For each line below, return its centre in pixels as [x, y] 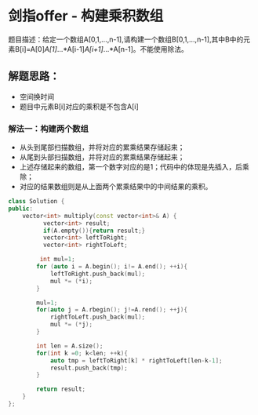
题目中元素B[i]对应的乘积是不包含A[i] [79, 106]
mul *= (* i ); [71, 281]
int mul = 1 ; [58, 260]
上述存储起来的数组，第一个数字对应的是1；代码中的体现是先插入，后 [131, 167]
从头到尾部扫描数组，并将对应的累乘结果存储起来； [102, 147]
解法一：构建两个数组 [48, 129]
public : [21, 209]
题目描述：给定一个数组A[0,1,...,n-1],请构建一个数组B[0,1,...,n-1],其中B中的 [126, 39]
